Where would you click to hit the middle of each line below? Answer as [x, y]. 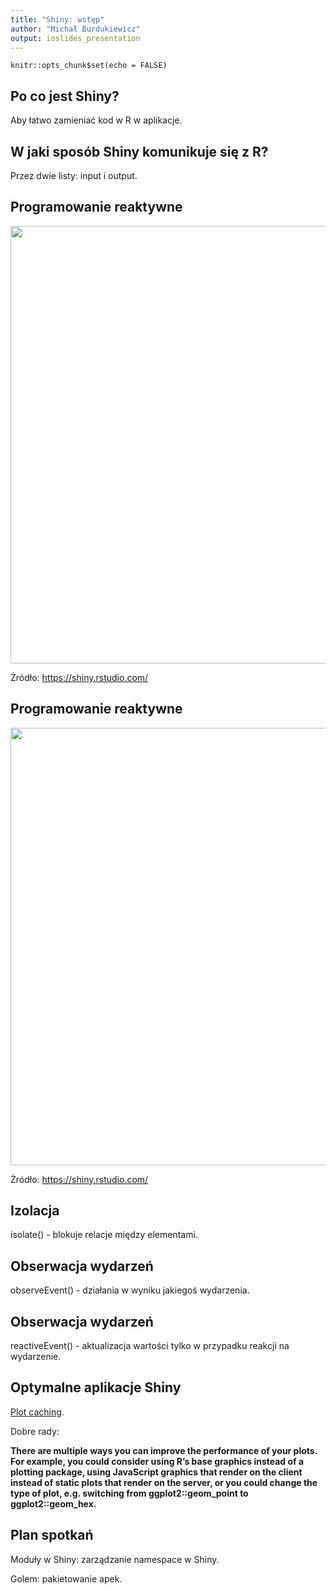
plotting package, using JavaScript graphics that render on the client [156, 1472]
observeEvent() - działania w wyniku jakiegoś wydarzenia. [130, 1290]
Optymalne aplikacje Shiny [96, 1387]
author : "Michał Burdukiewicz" [75, 29]
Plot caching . [37, 1412]
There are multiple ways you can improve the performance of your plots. [164, 1450]
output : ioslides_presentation [75, 38]
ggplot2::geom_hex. [53, 1503]
